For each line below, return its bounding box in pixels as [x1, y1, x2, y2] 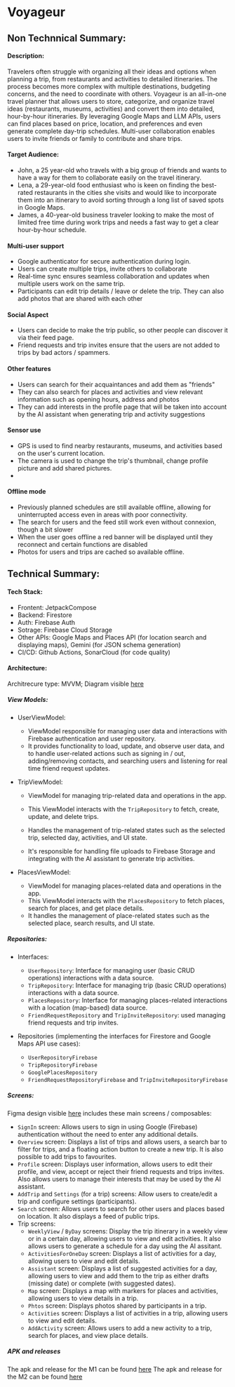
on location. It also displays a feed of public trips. [17, 1212, 160, 1220]
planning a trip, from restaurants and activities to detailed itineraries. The [7, 74, 218, 83]
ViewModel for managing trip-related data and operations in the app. [27, 791, 227, 799]
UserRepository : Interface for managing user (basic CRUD [27, 966, 195, 975]
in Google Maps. [17, 203, 65, 211]
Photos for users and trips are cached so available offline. [17, 548, 184, 556]
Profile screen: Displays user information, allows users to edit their [17, 1160, 213, 1168]
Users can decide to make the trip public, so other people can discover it [17, 326, 228, 334]
